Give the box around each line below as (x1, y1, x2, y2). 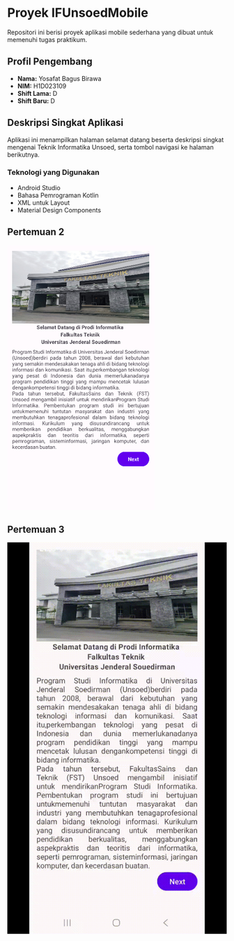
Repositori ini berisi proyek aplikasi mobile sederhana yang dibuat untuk (7, 28, 214, 36)
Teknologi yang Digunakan (7, 168, 100, 178)
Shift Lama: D (17, 89, 58, 97)
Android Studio (17, 183, 61, 192)
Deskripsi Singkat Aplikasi (7, 117, 124, 129)
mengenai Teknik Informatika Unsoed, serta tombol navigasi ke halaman (7, 143, 214, 151)
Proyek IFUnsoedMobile (7, 5, 148, 21)
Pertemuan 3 (7, 524, 65, 536)
